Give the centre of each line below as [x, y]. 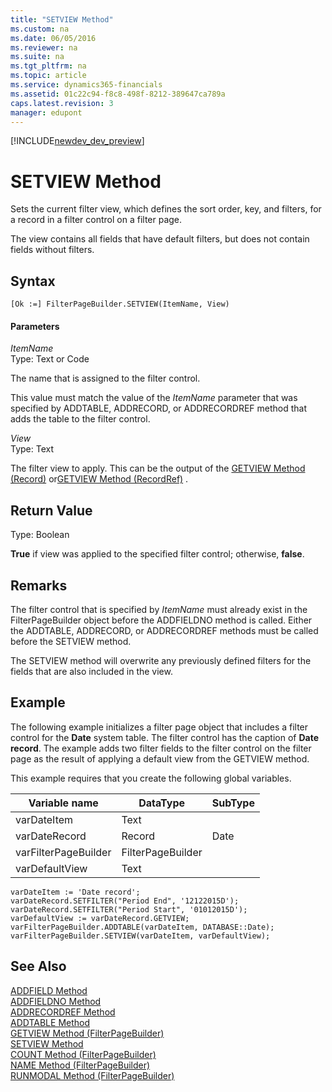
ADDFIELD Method [49, 990]
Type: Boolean [40, 535]
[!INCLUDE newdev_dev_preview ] [77, 141]
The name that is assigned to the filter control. [105, 378]
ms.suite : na [37, 57]
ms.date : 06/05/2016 [53, 38]
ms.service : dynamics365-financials [86, 85]
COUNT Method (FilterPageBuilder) [83, 1054]
